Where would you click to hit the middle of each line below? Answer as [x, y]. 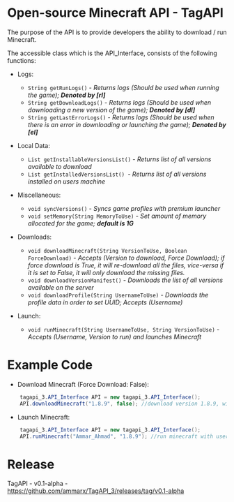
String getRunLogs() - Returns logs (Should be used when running [123, 87]
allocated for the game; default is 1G [80, 223]
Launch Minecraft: [44, 417]
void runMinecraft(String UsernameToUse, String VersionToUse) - [124, 329]
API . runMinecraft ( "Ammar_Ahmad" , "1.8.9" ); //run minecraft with [117, 436]
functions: [22, 60]
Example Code [50, 365]
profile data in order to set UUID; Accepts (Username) [105, 302]
